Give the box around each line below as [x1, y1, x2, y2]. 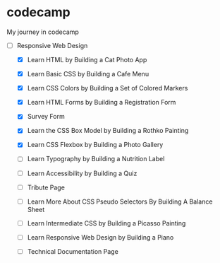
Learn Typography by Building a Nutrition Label [27, 155, 165, 163]
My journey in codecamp [6, 28, 79, 36]
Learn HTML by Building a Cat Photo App [27, 56, 147, 64]
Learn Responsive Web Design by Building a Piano [27, 233, 174, 241]
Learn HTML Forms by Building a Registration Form [27, 98, 176, 107]
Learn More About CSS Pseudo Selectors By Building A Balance [27, 197, 213, 206]
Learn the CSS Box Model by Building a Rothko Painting [27, 127, 189, 135]
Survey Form [27, 112, 65, 121]
